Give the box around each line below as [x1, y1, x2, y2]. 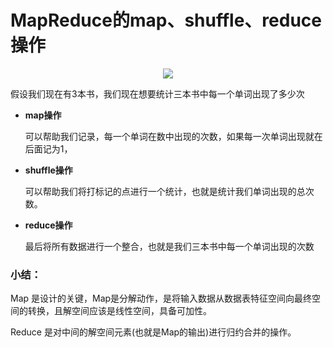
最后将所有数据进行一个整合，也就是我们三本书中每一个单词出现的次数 [24, 240, 315, 252]
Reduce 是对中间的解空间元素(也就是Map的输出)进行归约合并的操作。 [10, 326, 297, 338]
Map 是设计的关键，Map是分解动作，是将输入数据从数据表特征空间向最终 [10, 292, 313, 305]
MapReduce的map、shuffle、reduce [10, 9, 322, 32]
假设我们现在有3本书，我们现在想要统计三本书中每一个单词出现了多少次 [10, 87, 305, 100]
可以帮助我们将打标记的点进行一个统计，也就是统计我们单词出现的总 [24, 185, 306, 197]
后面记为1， [24, 142, 73, 155]
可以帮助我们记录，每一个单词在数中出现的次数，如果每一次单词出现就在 [24, 130, 323, 142]
